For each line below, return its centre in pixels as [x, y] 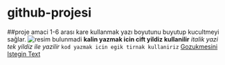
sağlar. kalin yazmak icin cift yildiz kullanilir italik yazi [112, 39]
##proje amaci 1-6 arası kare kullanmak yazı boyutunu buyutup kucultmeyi [113, 32]
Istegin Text [24, 54]
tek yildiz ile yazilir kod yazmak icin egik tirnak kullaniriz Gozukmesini [112, 46]
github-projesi [49, 13]
